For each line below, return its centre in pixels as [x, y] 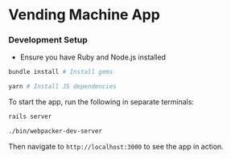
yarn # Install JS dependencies [62, 87]
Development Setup [48, 40]
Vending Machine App [85, 15]
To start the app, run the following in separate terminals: [101, 102]
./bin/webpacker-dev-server [56, 131]
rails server [30, 117]
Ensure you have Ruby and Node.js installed [93, 57]
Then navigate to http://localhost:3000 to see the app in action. [116, 146]
